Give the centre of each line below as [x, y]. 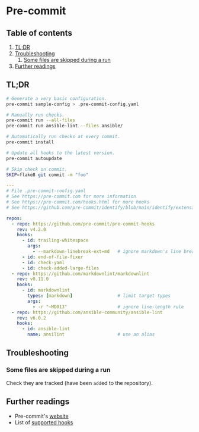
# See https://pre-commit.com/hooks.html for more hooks [78, 202]
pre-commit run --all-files [41, 120]
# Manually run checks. [36, 115]
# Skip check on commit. [37, 169]
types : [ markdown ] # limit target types [99, 296]
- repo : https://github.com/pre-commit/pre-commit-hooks [83, 224]
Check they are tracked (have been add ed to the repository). [79, 383]
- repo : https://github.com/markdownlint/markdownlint [81, 274]
